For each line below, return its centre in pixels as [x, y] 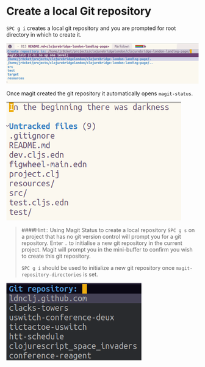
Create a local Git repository [79, 11]
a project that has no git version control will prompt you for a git [101, 236]
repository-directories [52, 275]
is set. [91, 274]
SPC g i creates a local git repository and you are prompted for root [91, 28]
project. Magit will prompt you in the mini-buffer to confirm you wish [107, 249]
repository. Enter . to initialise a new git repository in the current [102, 243]
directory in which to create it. [44, 34]
